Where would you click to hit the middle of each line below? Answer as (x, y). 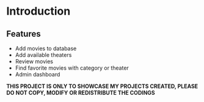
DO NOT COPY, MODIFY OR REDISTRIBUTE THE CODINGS (81, 93)
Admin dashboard (38, 74)
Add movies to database (46, 48)
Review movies (34, 61)
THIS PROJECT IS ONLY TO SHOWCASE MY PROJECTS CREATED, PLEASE (102, 86)
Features (24, 34)
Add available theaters (43, 55)
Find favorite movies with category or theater (72, 68)
